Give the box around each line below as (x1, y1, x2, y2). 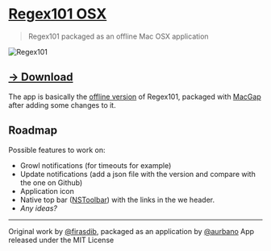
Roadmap (8, 124, 58, 138)
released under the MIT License (8, 235, 115, 245)
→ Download (8, 70, 73, 84)
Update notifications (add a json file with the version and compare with (19, 169, 256, 179)
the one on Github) (19, 178, 83, 187)
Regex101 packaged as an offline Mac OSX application (27, 31, 209, 41)
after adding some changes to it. (8, 100, 116, 109)
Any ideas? (19, 203, 58, 213)
